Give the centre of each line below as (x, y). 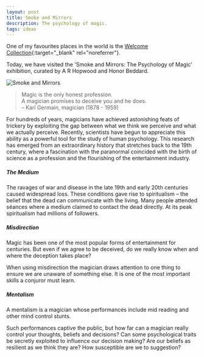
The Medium (23, 172)
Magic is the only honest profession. (67, 94)
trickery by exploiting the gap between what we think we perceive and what (101, 126)
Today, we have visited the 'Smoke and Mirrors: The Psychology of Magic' (100, 65)
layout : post (23, 12)
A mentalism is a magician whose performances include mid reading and (97, 310)
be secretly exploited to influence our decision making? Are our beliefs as (98, 341)
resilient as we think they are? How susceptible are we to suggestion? (94, 347)
